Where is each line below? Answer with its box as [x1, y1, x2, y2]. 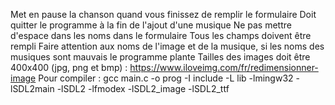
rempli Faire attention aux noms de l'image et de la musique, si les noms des [10, 40, 325, 52]
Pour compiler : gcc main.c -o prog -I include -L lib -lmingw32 [38, 72, 294, 84]
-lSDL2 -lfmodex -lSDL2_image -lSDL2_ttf [56, 83, 230, 94]
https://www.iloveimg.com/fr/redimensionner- [129, 62, 319, 73]
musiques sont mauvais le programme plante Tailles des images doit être [10, 51, 311, 63]
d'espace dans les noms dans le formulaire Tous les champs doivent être [10, 30, 312, 41]
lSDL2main [10, 83, 55, 94]
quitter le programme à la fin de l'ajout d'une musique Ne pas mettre [10, 19, 292, 31]
